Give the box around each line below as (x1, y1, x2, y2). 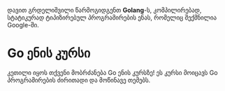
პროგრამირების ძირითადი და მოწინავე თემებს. (7, 76, 151, 84)
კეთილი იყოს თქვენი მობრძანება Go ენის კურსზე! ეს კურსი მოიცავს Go (7, 68, 218, 76)
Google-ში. (7, 21, 40, 29)
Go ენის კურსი (7, 45, 91, 62)
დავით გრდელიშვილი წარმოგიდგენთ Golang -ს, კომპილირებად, (7, 6, 202, 14)
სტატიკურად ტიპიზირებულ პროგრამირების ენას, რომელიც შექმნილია (7, 13, 217, 22)
